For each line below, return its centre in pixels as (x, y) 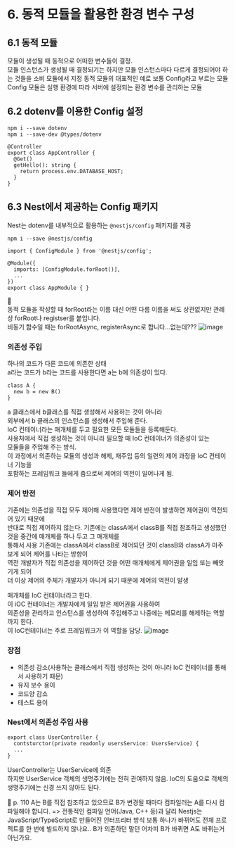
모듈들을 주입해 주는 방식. (42, 447)
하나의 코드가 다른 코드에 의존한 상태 (57, 363)
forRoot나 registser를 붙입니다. (58, 318)
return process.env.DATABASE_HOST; (72, 171)
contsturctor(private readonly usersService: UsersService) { (106, 743)
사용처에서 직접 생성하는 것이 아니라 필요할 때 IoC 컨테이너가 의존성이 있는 (109, 438)
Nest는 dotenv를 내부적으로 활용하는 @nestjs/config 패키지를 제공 (99, 225)
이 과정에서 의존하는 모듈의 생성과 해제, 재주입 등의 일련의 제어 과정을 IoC (108, 455)
